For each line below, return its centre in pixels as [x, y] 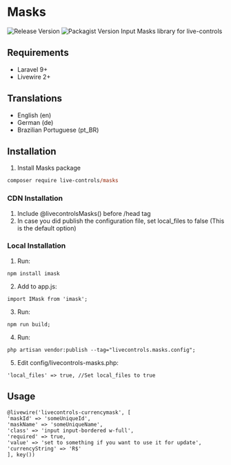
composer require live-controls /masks [63, 181]
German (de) [35, 122]
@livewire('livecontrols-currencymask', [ [69, 412]
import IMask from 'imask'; [48, 299]
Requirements [38, 53]
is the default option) [47, 228]
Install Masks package [49, 168]
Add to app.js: [37, 286]
